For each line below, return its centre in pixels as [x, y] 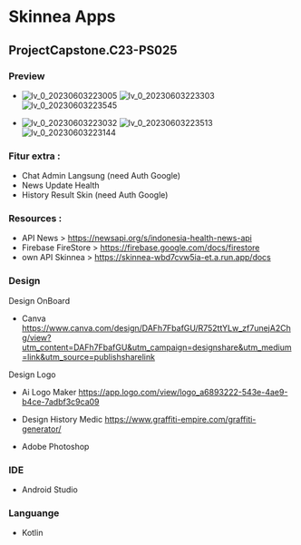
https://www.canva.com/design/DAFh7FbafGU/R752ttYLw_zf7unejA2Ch [156, 327]
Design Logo [32, 375]
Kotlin [32, 533]
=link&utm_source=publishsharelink [88, 356]
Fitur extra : [34, 156]
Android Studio [49, 490]
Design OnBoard [39, 300]
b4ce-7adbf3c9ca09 [61, 402]
